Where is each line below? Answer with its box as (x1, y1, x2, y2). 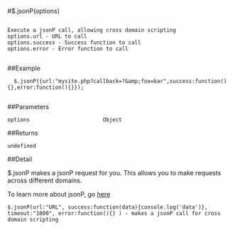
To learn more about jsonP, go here (7, 190, 111, 198)
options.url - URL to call (7, 33, 87, 40)
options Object (7, 116, 122, 124)
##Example (7, 64, 41, 72)
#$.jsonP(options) (7, 7, 60, 15)
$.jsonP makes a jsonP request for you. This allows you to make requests (7, 169, 222, 177)
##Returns (7, 128, 38, 137)
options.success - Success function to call (7, 39, 141, 46)
